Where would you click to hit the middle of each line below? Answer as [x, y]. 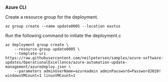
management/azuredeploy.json [36, 67]
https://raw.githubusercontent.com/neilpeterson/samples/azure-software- [85, 58]
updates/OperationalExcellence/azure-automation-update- [66, 62]
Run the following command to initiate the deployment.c [63, 35]
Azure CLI [16, 7]
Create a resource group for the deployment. [52, 17]
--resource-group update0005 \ [47, 49]
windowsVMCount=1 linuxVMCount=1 [40, 75]
